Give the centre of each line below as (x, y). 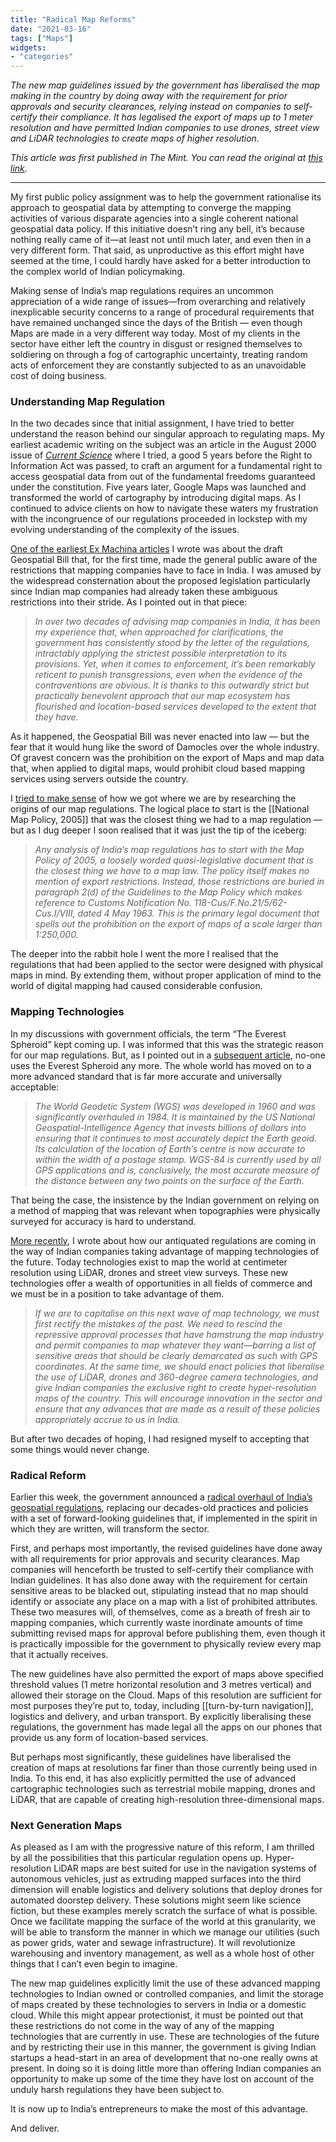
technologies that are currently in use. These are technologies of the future (165, 2037)
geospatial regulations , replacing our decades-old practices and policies (159, 1508)
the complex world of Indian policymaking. (98, 272)
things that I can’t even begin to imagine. (94, 1964)
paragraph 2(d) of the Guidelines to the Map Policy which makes (168, 892)
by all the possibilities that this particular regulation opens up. (137, 1858)
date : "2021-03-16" (51, 29)
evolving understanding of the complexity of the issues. (125, 530)
